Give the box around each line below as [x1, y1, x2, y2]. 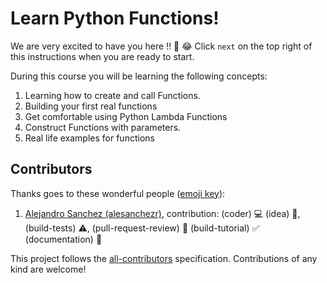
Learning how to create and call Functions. [24, 89, 201, 101]
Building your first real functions [24, 100, 158, 112]
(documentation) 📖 [24, 233, 103, 245]
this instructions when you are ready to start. [10, 50, 195, 62]
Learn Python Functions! [10, 7, 220, 30]
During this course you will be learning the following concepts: [10, 70, 268, 82]
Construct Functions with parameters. [24, 121, 182, 133]
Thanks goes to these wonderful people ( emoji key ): [10, 187, 226, 199]
